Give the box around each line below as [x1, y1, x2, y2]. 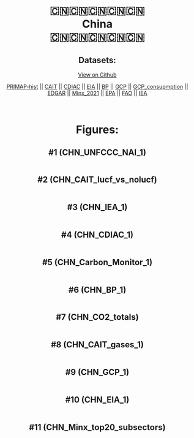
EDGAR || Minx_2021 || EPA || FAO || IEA [47, 89, 147, 97]
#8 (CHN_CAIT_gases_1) [50, 339, 144, 350]
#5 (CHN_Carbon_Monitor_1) [42, 257, 152, 267]
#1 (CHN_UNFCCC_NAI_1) [48, 147, 146, 157]
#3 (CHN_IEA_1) [67, 202, 128, 213]
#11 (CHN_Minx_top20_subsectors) [29, 422, 166, 432]
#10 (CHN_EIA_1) [65, 395, 130, 405]
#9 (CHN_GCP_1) [65, 367, 130, 377]
